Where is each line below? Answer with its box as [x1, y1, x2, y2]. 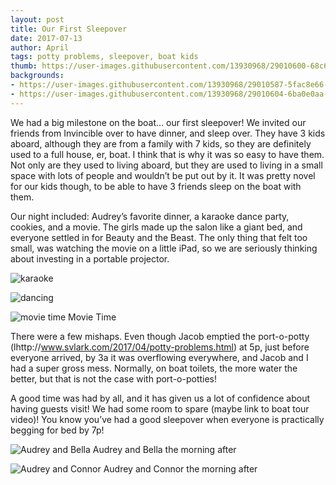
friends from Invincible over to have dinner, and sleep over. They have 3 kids [10, 127, 326, 139]
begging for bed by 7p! [10, 424, 105, 436]
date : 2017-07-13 [10, 33, 83, 43]
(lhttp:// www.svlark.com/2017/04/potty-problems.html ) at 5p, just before [10, 341, 310, 353]
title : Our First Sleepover [10, 24, 128, 34]
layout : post [10, 14, 65, 25]
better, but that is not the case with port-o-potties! [10, 372, 218, 385]
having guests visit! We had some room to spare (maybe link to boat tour [10, 402, 310, 415]
